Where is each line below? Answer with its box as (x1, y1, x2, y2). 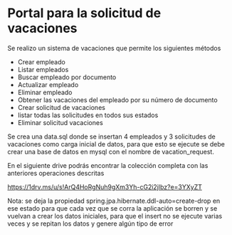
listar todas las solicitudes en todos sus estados (17, 111, 159, 119)
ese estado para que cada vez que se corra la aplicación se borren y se (7, 204, 218, 212)
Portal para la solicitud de (7, 5, 162, 21)
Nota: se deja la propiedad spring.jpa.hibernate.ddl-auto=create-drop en (7, 196, 221, 205)
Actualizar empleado (17, 80, 79, 89)
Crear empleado (17, 57, 65, 66)
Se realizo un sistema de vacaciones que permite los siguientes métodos (7, 44, 221, 52)
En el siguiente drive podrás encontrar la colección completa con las (7, 161, 209, 169)
